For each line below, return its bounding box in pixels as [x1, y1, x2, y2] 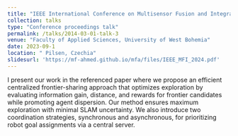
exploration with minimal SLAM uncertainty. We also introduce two [7, 105, 201, 113]
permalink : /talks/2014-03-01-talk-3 [7, 30, 119, 37]
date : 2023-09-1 [7, 43, 55, 50]
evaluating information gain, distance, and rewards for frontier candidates [7, 90, 222, 99]
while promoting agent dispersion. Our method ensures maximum [7, 98, 199, 106]
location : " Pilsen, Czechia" [7, 50, 97, 57]
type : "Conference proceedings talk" [7, 23, 119, 30]
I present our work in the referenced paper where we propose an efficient [7, 75, 222, 84]
